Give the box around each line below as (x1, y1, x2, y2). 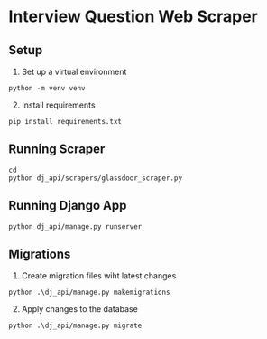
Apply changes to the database (21, 304, 139, 315)
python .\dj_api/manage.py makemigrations (8, 287, 170, 297)
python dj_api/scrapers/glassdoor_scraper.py (8, 174, 182, 183)
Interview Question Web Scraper (8, 6, 258, 27)
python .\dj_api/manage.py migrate (8, 321, 143, 331)
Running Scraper (8, 142, 106, 157)
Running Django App (8, 198, 127, 213)
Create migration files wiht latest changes (21, 270, 177, 281)
